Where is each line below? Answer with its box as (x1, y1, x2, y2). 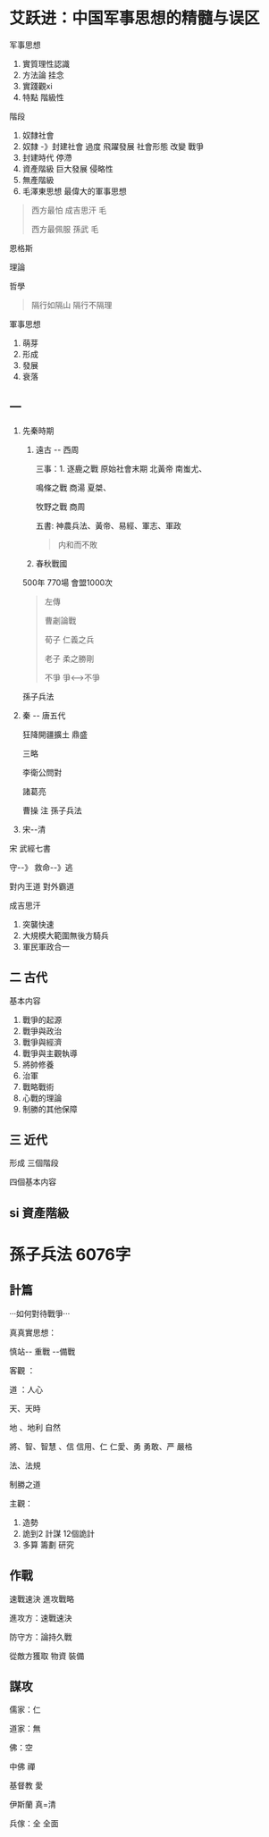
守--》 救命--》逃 (9, 861, 73, 872)
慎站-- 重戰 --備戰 (9, 1346, 76, 1356)
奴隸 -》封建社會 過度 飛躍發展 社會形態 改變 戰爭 (21, 140, 204, 152)
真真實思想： (9, 1327, 56, 1338)
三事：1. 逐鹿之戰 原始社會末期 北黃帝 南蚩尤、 (35, 463, 207, 474)
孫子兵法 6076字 (9, 1244, 131, 1264)
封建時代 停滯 (21, 152, 72, 163)
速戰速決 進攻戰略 (9, 1593, 74, 1604)
